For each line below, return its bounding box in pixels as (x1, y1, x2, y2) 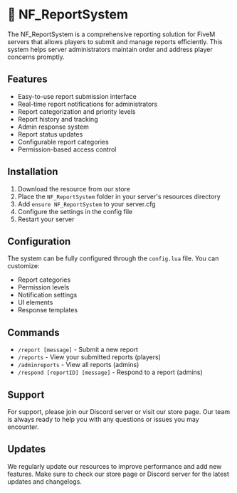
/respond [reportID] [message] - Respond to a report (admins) (17, 368, 203, 376)
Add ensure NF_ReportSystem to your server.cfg (17, 199, 156, 208)
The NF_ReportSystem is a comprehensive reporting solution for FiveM (7, 30, 216, 38)
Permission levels (17, 283, 70, 292)
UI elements (17, 298, 53, 307)
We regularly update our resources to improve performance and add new (7, 462, 222, 470)
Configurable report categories (17, 137, 109, 146)
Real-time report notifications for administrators (17, 100, 158, 108)
